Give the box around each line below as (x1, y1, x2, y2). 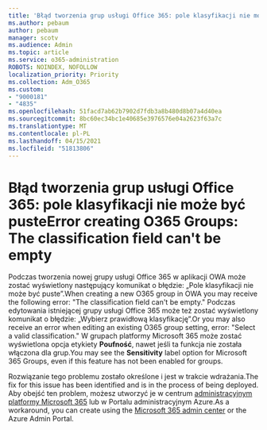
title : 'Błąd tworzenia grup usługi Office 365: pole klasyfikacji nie (8, 11, 250, 20)
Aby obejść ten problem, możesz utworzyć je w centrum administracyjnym (8, 389, 253, 398)
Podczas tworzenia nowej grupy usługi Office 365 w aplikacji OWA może (8, 272, 246, 282)
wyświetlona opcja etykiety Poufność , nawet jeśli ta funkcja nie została (8, 340, 242, 349)
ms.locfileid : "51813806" (8, 144, 94, 152)
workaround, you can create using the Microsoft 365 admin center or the (8, 405, 247, 415)
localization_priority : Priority (8, 71, 119, 79)
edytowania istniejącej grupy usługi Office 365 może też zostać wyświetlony (8, 306, 259, 316)
